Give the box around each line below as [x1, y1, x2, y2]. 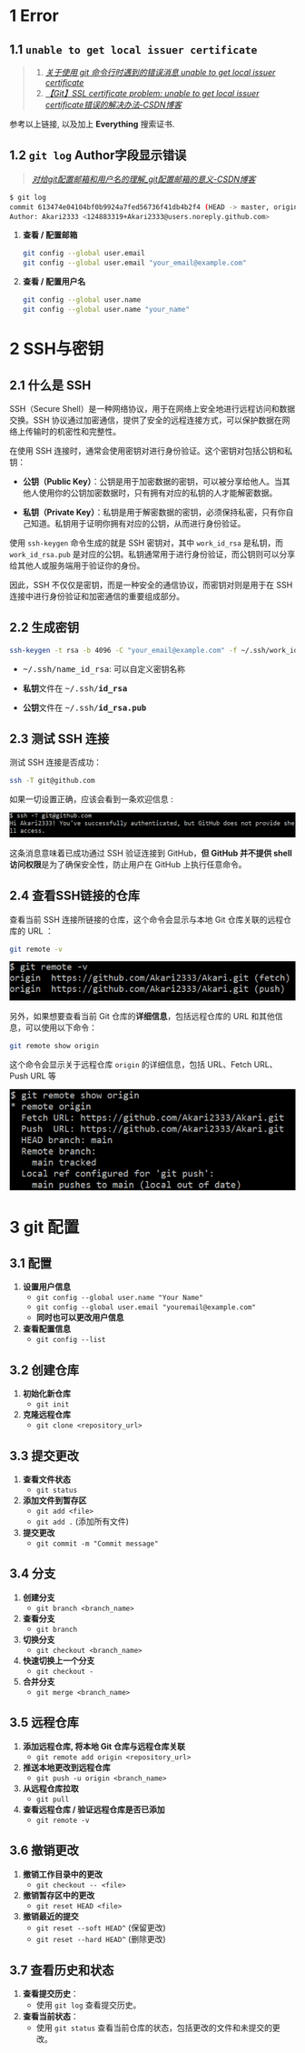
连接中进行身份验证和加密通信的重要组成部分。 [9, 590, 184, 601]
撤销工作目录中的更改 [22, 1868, 103, 1879]
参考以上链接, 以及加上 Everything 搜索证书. [9, 119, 175, 129]
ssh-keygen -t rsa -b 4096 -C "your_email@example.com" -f [9, 646, 238, 655]
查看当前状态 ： [22, 2011, 79, 2022]
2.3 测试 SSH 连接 [9, 731, 110, 746]
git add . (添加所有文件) [35, 1516, 130, 1527]
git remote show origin [9, 1041, 100, 1050]
